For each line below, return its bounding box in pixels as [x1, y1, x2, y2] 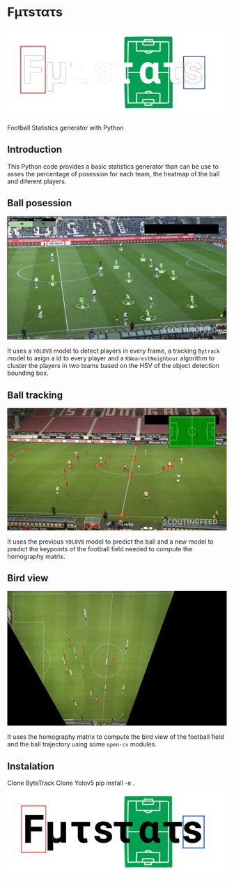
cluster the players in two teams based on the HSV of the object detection [7, 362, 219, 370]
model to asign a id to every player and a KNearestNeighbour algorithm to [7, 354, 214, 362]
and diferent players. [7, 177, 67, 185]
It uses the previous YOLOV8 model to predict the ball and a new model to [7, 537, 214, 546]
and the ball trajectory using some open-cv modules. [7, 740, 157, 749]
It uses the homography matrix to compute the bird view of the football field [7, 733, 224, 741]
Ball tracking [7, 389, 63, 401]
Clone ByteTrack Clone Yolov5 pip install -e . [7, 779, 135, 788]
